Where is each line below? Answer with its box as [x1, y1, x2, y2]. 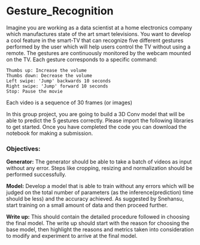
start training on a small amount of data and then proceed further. [6, 202, 168, 209]
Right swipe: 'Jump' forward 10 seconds [6, 83, 109, 89]
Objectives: [6, 144, 41, 153]
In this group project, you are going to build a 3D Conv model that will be [6, 110, 185, 117]
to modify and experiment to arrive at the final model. [6, 232, 138, 240]
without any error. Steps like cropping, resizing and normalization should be [6, 165, 193, 172]
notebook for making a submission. [6, 129, 93, 137]
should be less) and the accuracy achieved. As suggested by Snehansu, [6, 195, 184, 202]
